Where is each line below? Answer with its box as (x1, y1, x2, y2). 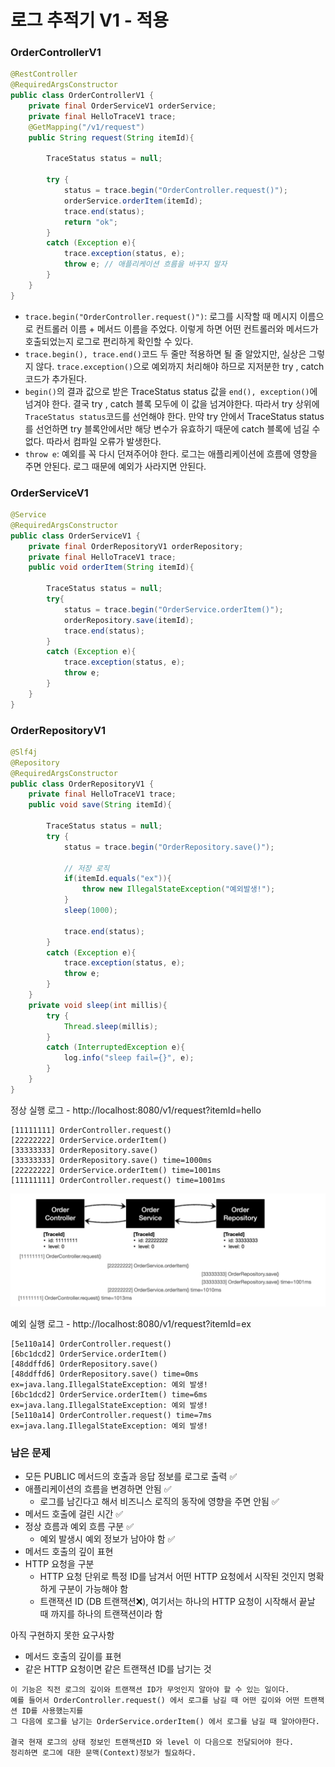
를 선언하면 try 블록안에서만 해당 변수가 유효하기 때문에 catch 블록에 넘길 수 (24, 422, 321, 435)
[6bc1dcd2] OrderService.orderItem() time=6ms (10, 1389, 208, 1400)
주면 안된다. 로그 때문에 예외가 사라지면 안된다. (24, 460, 207, 472)
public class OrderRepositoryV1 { (10, 779, 155, 789)
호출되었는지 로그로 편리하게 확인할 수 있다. (24, 335, 194, 347)
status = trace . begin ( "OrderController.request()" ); (63, 186, 288, 196)
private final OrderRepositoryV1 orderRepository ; (28, 541, 244, 551)
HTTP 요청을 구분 (24, 1558, 95, 1570)
